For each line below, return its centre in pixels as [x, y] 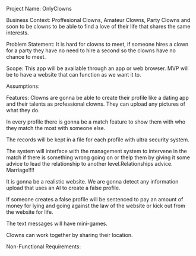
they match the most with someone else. [56, 128]
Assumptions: [23, 86]
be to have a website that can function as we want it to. [74, 75]
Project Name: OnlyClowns [39, 9]
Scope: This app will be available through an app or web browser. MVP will [97, 68]
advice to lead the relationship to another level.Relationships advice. [90, 164]
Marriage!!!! [20, 170]
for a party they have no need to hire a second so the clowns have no [91, 50]
